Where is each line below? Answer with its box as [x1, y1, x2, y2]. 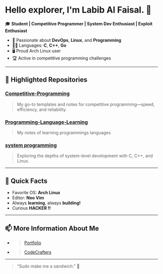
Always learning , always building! [12, 200, 81, 206]
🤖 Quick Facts [5, 177, 48, 185]
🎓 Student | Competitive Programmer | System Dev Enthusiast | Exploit [5, 20, 153, 26]
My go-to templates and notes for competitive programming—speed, [16, 101, 155, 107]
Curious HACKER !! [12, 205, 51, 211]
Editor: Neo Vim [12, 195, 45, 201]
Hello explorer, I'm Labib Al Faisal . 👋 [5, 4, 152, 16]
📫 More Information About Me [5, 224, 99, 233]
